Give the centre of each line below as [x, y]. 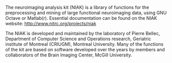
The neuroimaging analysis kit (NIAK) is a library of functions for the [77, 7]
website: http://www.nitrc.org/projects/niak [51, 23]
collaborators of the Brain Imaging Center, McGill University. [69, 55]
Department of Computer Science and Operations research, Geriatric [78, 39]
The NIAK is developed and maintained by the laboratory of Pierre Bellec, [83, 33]
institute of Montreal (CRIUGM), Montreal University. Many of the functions [84, 44]
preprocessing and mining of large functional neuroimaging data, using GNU [86, 13]
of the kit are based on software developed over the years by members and [85, 50]
